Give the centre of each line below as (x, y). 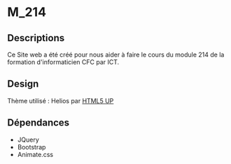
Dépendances (38, 123)
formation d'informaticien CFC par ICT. (63, 62)
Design (23, 84)
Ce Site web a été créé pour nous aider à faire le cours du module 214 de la (116, 54)
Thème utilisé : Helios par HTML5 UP (61, 100)
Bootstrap (31, 147)
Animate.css (35, 154)
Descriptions (36, 38)
